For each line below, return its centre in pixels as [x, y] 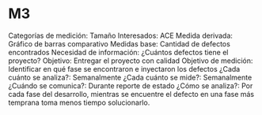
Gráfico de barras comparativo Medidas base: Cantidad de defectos [120, 43]
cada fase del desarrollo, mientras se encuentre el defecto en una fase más [131, 94]
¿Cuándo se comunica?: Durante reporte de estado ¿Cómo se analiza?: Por [131, 85]
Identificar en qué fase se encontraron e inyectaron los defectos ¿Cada [124, 69]
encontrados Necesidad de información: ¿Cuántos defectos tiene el [118, 52]
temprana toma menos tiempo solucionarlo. [79, 102]
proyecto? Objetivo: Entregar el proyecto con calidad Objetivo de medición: [131, 61]
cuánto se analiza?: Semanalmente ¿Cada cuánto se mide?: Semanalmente [130, 77]
